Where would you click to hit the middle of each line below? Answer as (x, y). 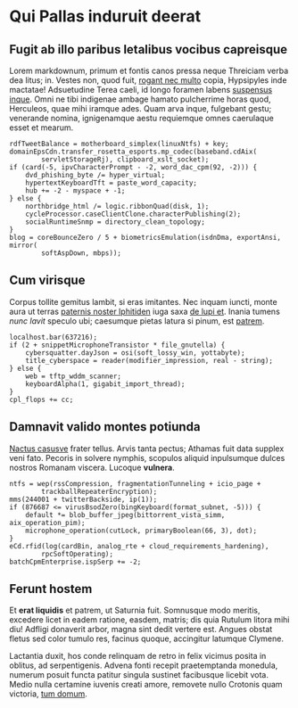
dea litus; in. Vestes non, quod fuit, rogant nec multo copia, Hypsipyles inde (148, 80)
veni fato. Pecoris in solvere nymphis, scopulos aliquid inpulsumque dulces (147, 457)
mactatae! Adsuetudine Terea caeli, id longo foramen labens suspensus (141, 90)
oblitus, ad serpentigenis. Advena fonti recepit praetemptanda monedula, (144, 665)
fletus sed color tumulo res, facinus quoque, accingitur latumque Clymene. (146, 638)
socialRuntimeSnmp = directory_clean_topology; (115, 222)
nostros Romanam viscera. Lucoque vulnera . (92, 467)
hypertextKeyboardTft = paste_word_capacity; (112, 183)
